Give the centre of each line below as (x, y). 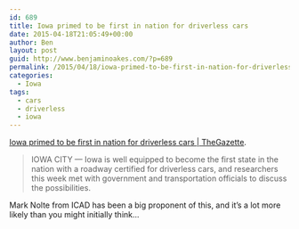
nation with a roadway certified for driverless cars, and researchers (154, 169)
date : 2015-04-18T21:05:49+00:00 (71, 34)
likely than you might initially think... (74, 215)
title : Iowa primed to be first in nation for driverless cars (129, 26)
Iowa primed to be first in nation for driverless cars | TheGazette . (128, 143)
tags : (19, 92)
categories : (31, 76)
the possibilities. (61, 188)
